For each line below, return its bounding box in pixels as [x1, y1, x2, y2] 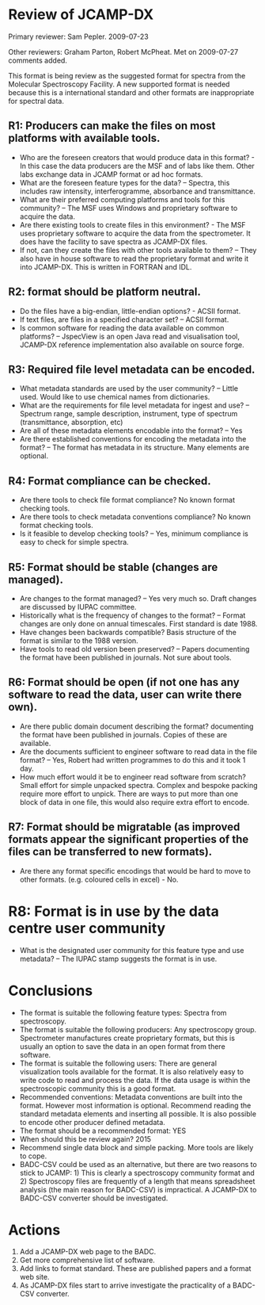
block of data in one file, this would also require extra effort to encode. [19, 797, 250, 806]
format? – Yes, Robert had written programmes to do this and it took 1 [19, 755, 246, 764]
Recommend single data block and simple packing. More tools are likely [19, 1142, 254, 1152]
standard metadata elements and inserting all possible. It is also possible [19, 1108, 257, 1119]
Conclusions [8, 982, 93, 1000]
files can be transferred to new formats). [8, 845, 213, 859]
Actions [8, 1221, 61, 1238]
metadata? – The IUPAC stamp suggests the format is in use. [19, 954, 218, 963]
